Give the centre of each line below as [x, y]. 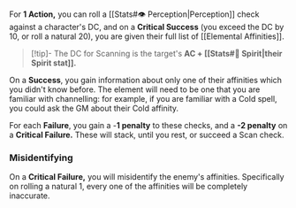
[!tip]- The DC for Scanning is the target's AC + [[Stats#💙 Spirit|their [156, 54]
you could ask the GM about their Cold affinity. [94, 108]
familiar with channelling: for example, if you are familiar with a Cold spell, [143, 99]
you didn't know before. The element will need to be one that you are [135, 89]
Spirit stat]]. [53, 63]
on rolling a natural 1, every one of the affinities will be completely [129, 187]
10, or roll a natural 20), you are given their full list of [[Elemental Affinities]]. [147, 36]
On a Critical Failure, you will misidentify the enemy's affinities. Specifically [147, 177]
